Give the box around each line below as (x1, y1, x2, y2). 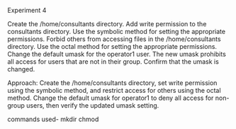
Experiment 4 (7, 6, 47, 14)
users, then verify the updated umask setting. (26, 101, 159, 109)
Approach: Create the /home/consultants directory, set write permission (7, 79, 218, 87)
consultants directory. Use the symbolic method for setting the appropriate (7, 28, 225, 35)
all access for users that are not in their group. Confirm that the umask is (7, 57, 220, 66)
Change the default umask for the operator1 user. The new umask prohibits (7, 50, 227, 58)
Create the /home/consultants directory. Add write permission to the (7, 20, 207, 28)
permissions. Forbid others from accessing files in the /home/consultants (7, 35, 221, 43)
